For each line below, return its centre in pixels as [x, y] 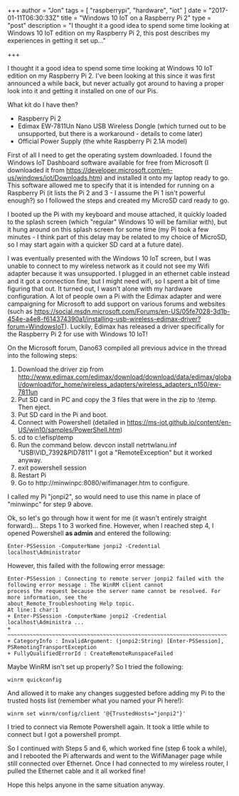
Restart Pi [32, 475]
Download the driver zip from [60, 369]
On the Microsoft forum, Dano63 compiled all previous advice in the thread [117, 348]
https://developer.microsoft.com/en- [119, 170]
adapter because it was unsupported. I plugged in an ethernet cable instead [118, 273]
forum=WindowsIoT [36, 326]
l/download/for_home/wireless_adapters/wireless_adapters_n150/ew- [119, 384]
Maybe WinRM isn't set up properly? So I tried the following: [95, 667]
